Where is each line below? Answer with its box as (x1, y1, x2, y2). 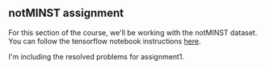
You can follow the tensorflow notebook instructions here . (8, 36, 202, 46)
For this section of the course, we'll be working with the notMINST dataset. (8, 27, 258, 37)
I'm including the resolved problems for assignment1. (8, 51, 184, 61)
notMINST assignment (8, 6, 124, 20)
